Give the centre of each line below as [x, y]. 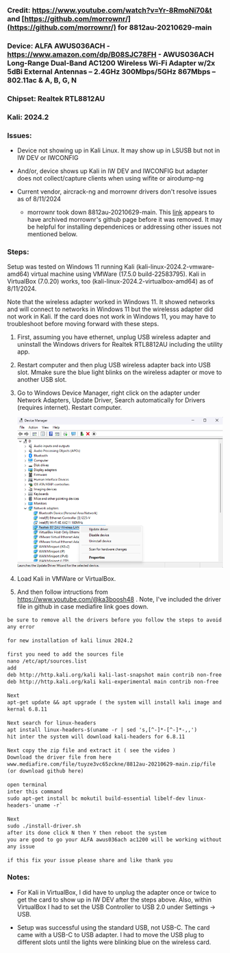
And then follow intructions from [62, 592]
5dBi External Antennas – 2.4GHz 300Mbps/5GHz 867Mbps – [111, 71]
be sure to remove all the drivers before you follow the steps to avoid [115, 620]
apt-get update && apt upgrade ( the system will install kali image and [115, 702]
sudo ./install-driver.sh [44, 826]
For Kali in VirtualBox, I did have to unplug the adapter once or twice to [117, 892]
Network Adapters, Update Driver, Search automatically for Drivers [111, 400]
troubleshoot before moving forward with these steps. [83, 324]
